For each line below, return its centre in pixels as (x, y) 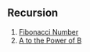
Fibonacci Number (49, 32)
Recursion (33, 13)
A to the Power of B (50, 40)
